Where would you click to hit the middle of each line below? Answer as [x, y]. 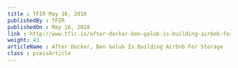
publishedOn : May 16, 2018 [49, 27]
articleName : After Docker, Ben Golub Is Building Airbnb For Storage [115, 47]
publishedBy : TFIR [36, 21]
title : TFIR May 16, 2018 [47, 14]
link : [17, 34]
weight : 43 [23, 40]
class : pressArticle [39, 54]
